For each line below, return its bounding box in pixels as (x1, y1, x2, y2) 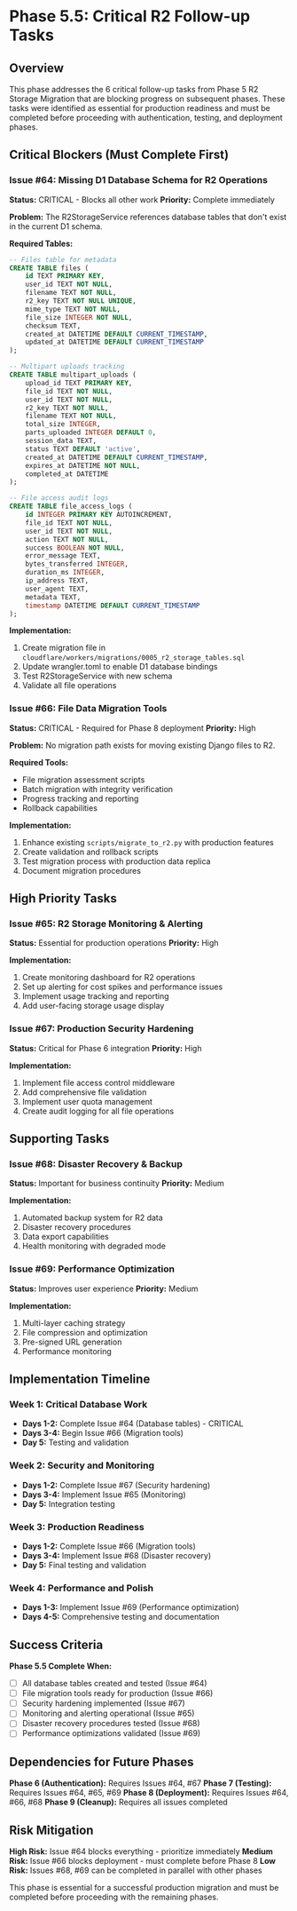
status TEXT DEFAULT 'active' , (25, 444, 141, 454)
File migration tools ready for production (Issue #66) (21, 1688, 214, 1699)
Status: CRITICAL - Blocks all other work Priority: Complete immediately (9, 194, 275, 205)
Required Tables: (9, 238, 74, 249)
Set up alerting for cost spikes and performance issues (21, 981, 223, 992)
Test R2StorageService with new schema (21, 670, 173, 681)
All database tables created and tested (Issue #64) (21, 1678, 207, 1689)
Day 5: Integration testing (21, 1498, 115, 1509)
